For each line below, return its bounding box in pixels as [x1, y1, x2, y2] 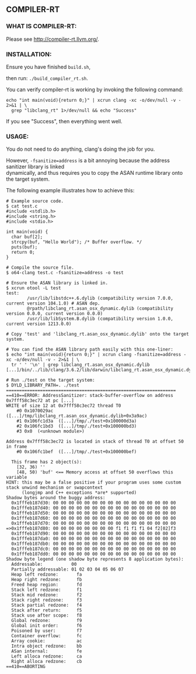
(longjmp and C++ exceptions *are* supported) [21, 490, 137, 496]
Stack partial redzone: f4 [11, 602, 82, 609]
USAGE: [6, 132, 29, 140]
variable [6, 475, 27, 481]
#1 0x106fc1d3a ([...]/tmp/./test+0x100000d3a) [16, 418, 137, 424]
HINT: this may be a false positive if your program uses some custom [6, 479, 181, 486]
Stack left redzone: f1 [11, 587, 82, 593]
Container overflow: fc [11, 633, 82, 639]
